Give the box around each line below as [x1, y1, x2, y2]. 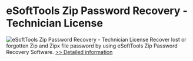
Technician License [6, 16, 103, 30]
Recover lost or [149, 36, 187, 43]
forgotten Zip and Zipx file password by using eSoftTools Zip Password [6, 42, 178, 49]
